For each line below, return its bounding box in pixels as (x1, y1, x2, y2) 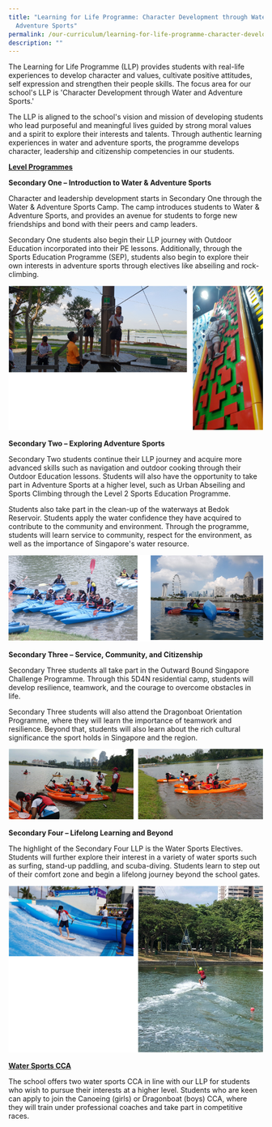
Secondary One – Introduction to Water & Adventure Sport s (8, 178, 212, 188)
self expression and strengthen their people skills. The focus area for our (8, 79, 251, 89)
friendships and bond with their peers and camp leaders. (8, 220, 198, 229)
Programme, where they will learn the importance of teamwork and (8, 715, 232, 725)
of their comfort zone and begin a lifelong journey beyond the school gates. (8, 869, 261, 879)
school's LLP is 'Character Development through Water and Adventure (8, 88, 243, 97)
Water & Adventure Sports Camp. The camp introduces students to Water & (8, 203, 260, 212)
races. (8, 1111, 30, 1121)
